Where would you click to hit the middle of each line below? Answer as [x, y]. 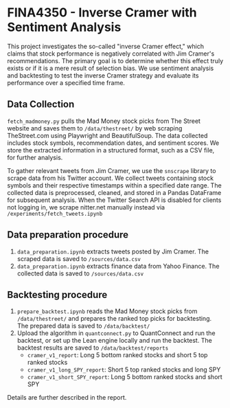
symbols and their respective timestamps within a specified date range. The [114, 185]
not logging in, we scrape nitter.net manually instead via [86, 207]
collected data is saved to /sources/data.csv [80, 273]
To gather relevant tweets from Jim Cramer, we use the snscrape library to [112, 170]
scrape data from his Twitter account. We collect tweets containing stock [111, 178]
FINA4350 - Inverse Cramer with [102, 13]
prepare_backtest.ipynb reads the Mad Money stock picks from [107, 311]
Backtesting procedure [57, 294]
